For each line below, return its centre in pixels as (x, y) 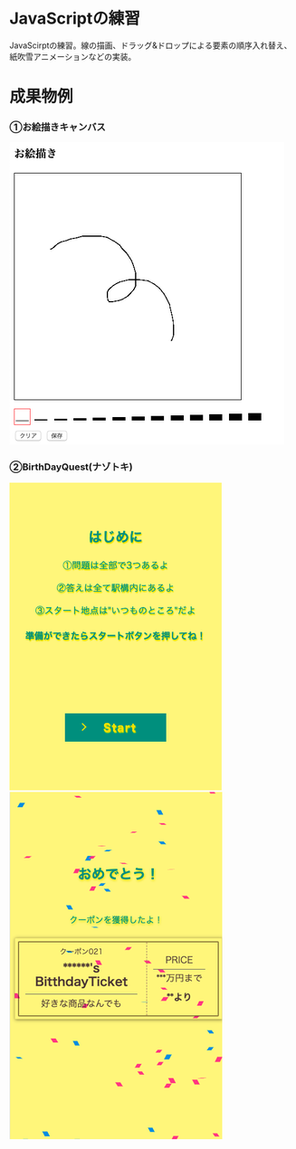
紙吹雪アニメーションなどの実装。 (73, 56)
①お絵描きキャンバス (57, 128)
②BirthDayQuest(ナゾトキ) (71, 467)
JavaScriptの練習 (75, 19)
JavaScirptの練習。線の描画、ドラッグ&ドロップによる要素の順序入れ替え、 (151, 45)
